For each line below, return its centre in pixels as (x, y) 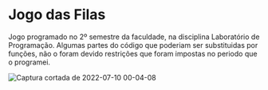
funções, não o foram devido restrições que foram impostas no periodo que (133, 53)
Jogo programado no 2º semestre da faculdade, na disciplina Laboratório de (134, 37)
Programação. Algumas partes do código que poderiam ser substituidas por (133, 45)
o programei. (29, 62)
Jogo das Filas (57, 15)
